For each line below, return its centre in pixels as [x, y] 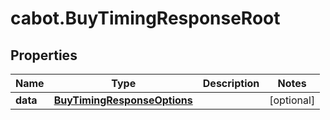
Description [231, 83]
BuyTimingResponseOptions [123, 100]
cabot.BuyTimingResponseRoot [145, 18]
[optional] [292, 100]
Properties [44, 55]
